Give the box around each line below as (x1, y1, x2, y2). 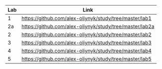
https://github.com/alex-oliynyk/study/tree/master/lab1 (21, 15, 152, 21)
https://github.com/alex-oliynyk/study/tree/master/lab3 (21, 39, 152, 46)
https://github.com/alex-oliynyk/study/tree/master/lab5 (21, 55, 152, 62)
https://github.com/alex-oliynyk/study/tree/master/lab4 (21, 47, 152, 54)
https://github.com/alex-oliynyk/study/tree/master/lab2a (21, 23, 155, 29)
